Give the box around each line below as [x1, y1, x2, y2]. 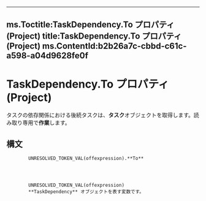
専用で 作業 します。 [22, 119, 71, 126]
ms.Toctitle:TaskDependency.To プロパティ [6, 20, 175, 30]
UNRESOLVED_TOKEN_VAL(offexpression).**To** [28, 156, 144, 162]
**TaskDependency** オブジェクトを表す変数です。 [28, 189, 144, 195]
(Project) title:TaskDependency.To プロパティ [6, 31, 182, 42]
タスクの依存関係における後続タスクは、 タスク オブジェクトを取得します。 [6, 112, 194, 119]
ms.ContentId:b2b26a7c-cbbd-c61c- [42, 41, 187, 51]
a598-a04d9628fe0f [6, 50, 89, 61]
